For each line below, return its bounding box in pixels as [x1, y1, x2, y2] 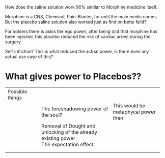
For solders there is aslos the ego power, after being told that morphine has [5, 29, 158, 34]
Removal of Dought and [41, 123, 96, 129]
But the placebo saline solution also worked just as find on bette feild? [5, 19, 147, 25]
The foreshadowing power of [41, 105, 109, 112]
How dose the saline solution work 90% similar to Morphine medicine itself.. [5, 4, 159, 10]
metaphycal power [112, 108, 156, 115]
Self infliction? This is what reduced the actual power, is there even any [5, 49, 149, 54]
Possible [7, 88, 27, 95]
